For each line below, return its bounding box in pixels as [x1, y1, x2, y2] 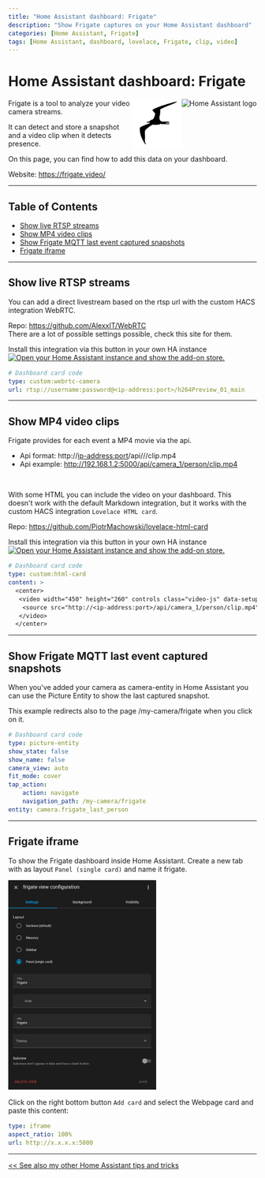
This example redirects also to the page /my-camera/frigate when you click [8, 706, 253, 716]
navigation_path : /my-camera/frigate [22, 797, 147, 806]
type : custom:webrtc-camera [8, 377, 101, 386]
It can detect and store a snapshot [8, 122, 120, 132]
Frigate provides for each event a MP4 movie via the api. [8, 436, 192, 445]
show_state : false [8, 747, 69, 755]
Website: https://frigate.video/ [8, 170, 106, 179]
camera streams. [8, 107, 63, 117]
